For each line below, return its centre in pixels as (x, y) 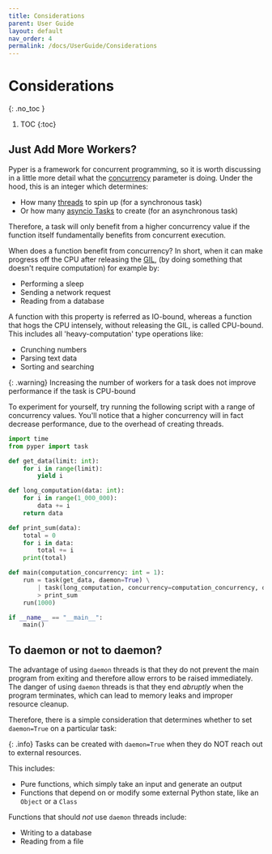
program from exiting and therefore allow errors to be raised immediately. (131, 678)
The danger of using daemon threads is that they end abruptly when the (126, 687)
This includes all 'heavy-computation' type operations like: (106, 334)
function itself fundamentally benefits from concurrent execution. (117, 235)
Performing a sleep (52, 284)
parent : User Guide (41, 23)
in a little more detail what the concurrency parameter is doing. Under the (131, 177)
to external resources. (45, 753)
